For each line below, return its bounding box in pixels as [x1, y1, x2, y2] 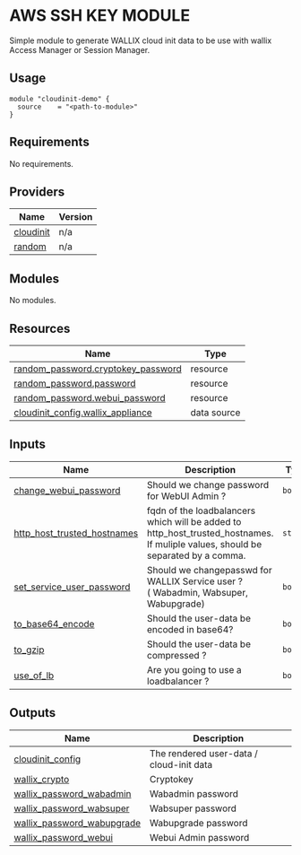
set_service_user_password [13, 580, 131, 593]
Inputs [9, 437, 47, 452]
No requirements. [9, 158, 74, 169]
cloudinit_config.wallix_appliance [13, 406, 152, 418]
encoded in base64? [146, 623, 234, 635]
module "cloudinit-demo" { [9, 94, 110, 103]
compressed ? [146, 649, 207, 661]
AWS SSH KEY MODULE [9, 5, 191, 26]
